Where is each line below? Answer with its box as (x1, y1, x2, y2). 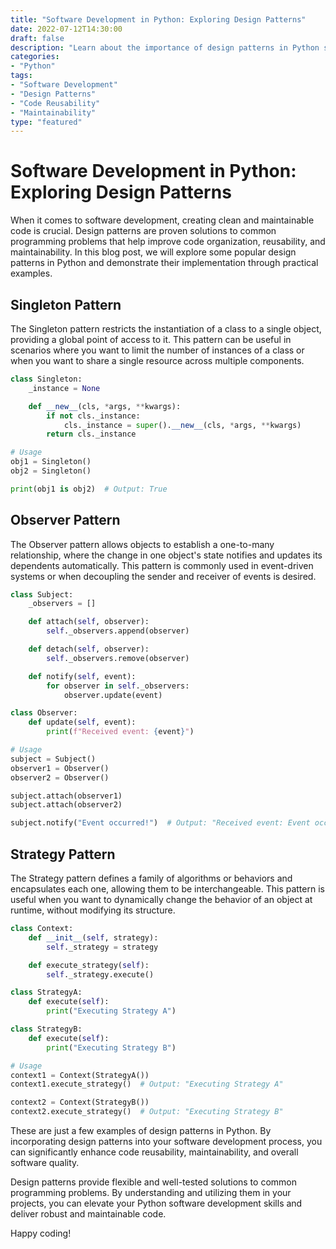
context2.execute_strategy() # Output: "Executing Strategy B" (10, 1107, 284, 1117)
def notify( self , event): (28, 671, 137, 681)
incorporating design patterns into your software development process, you (10, 1136, 323, 1147)
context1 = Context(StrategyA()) (10, 1070, 150, 1080)
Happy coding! (10, 1227, 72, 1239)
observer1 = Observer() (10, 763, 110, 773)
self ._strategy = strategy (46, 942, 159, 952)
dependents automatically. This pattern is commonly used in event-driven (10, 559, 314, 571)
